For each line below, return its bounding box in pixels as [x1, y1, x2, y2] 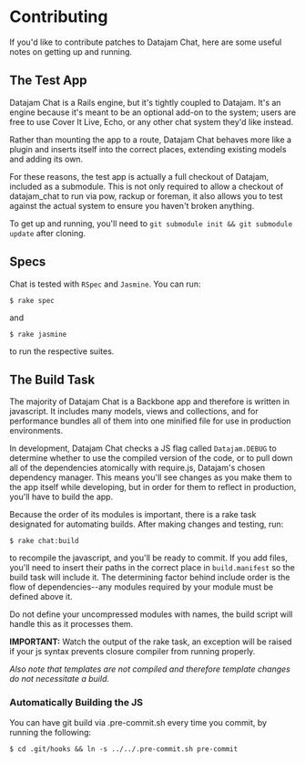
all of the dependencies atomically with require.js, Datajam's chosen [9, 463, 266, 474]
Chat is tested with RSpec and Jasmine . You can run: [9, 278, 201, 289]
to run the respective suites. [9, 345, 115, 357]
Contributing [9, 6, 108, 27]
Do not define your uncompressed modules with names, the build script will [9, 609, 293, 620]
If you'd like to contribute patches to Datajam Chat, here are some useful [9, 37, 282, 47]
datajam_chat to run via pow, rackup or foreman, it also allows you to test [9, 190, 284, 202]
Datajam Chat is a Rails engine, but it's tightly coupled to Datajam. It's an [9, 97, 281, 108]
